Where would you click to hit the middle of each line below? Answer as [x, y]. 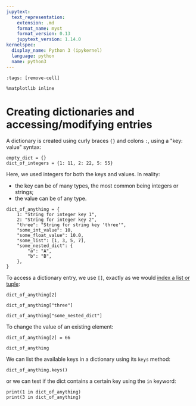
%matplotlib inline [30, 88]
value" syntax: [24, 147]
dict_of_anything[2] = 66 [38, 338]
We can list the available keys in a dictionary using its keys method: [88, 359]
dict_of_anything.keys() [37, 370]
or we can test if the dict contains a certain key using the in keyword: [91, 381]
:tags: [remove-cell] [33, 78]
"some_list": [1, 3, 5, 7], [52, 241]
